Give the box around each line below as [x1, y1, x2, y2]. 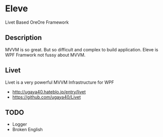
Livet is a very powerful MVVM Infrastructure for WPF [5, 79, 114, 85]
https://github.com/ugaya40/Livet [12, 94, 81, 100]
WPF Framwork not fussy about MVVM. [5, 52, 86, 58]
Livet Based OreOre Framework [5, 19, 69, 25]
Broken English [12, 127, 43, 133]
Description [5, 34, 42, 42]
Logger [12, 121, 27, 127]
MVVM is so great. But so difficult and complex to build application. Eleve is [5, 46, 159, 52]
